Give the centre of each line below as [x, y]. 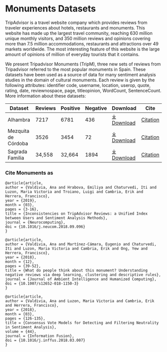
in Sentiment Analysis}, [31, 328]
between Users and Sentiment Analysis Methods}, [56, 218]
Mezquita [19, 131]
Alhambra [19, 119]
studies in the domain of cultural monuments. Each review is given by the [80, 80]
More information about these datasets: [45, 96]
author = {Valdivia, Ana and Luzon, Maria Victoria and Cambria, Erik [80, 301]
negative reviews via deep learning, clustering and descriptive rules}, [83, 275]
